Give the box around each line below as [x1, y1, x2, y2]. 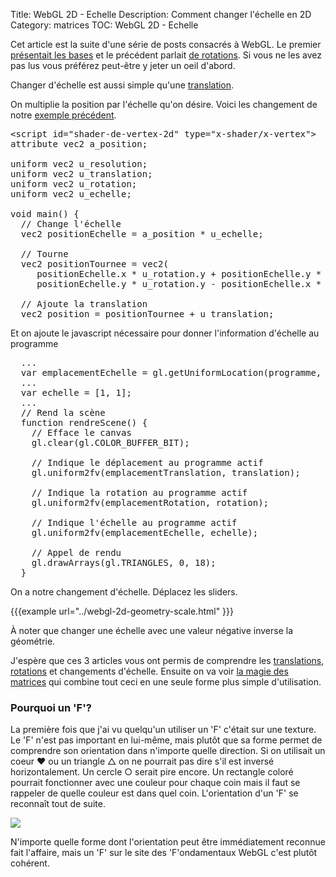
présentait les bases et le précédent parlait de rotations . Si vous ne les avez [10, 49, 322, 61]
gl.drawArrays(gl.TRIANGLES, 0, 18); [31, 557, 217, 568]
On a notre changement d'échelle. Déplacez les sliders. [10, 586, 238, 598]
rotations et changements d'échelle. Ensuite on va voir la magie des [10, 665, 289, 677]
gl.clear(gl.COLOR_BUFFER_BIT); [31, 437, 190, 448]
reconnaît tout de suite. [10, 798, 106, 810]
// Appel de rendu [31, 547, 122, 558]
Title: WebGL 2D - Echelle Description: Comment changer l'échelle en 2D [10, 9, 312, 20]
